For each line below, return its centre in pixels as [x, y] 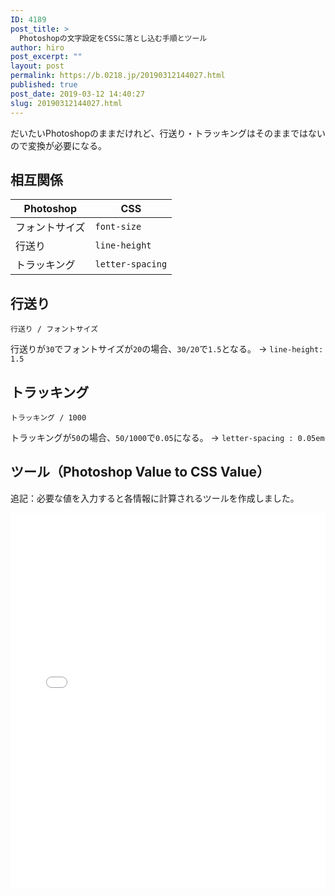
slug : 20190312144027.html [66, 103]
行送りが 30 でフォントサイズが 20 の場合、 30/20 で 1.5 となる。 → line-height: [167, 349]
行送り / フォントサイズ [54, 329]
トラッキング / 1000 [48, 417]
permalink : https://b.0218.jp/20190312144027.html [118, 76]
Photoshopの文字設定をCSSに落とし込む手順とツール [113, 38]
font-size [118, 227]
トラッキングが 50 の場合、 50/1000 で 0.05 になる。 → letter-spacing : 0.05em [167, 437]
